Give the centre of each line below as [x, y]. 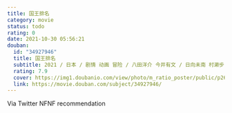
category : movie [30, 20]
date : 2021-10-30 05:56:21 [46, 39]
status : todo [26, 26]
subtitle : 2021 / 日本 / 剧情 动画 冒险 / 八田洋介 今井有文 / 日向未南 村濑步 [119, 65]
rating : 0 [21, 33]
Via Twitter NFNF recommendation [56, 103]
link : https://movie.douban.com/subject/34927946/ [88, 84]
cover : [23, 78]
